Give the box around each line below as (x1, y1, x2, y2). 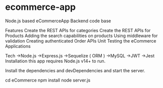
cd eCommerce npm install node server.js (5, 77, 90, 83)
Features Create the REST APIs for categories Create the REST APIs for (5, 27, 151, 33)
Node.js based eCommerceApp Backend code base (5, 18, 111, 24)
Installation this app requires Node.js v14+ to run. (5, 58, 106, 64)
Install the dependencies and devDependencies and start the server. (5, 67, 146, 73)
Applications (5, 43, 31, 49)
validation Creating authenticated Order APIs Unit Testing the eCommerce (5, 38, 157, 44)
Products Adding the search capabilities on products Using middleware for (5, 33, 158, 39)
